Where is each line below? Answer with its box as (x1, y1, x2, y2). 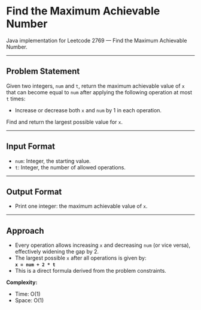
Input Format (6, 141, 56, 151)
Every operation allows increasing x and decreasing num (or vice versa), (14, 242, 191, 249)
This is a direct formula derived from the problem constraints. (14, 267, 166, 275)
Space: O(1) (14, 297, 44, 304)
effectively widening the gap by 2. (14, 248, 99, 255)
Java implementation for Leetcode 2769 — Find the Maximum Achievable (6, 37, 187, 44)
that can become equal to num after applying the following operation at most (6, 88, 193, 96)
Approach (6, 225, 44, 236)
